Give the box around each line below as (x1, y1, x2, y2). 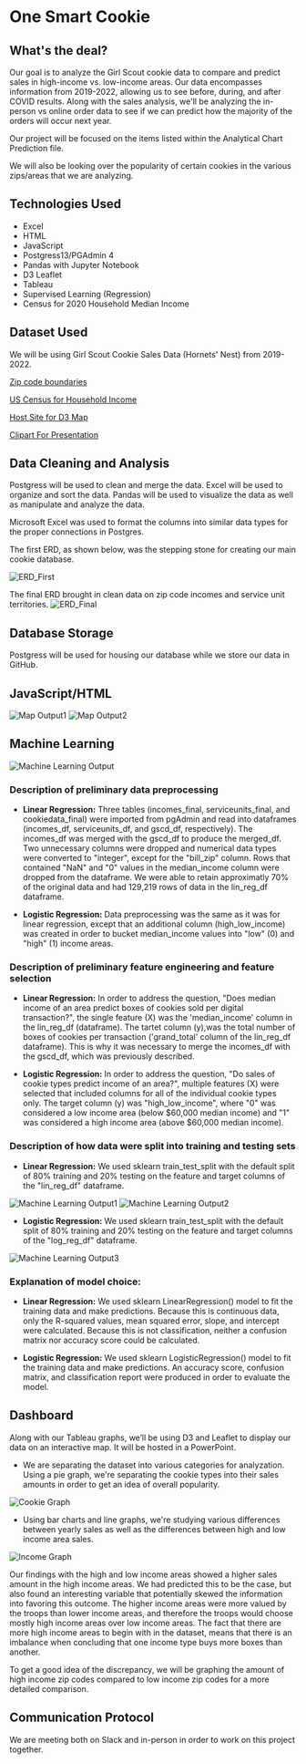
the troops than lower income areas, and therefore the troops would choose (9, 1607, 293, 1618)
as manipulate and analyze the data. (9, 499, 146, 510)
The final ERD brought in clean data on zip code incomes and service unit (9, 589, 285, 600)
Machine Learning (9, 736, 116, 752)
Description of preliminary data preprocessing (9, 783, 219, 795)
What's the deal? (9, 43, 108, 58)
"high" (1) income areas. (22, 938, 114, 949)
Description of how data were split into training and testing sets (9, 1140, 296, 1153)
